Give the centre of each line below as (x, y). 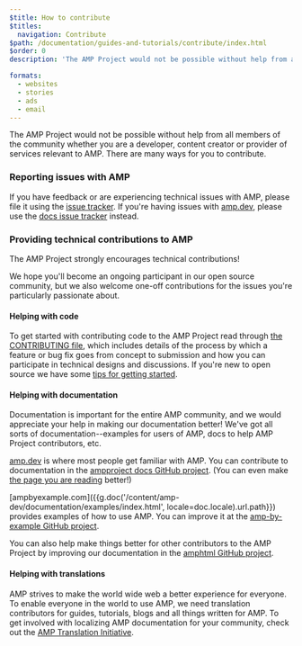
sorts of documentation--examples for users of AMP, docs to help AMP (142, 434)
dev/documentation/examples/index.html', (87, 507)
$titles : (26, 26)
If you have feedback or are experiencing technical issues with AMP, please (150, 197)
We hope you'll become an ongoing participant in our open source (132, 276)
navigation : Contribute (62, 34)
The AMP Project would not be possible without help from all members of (145, 135)
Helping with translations (58, 573)
